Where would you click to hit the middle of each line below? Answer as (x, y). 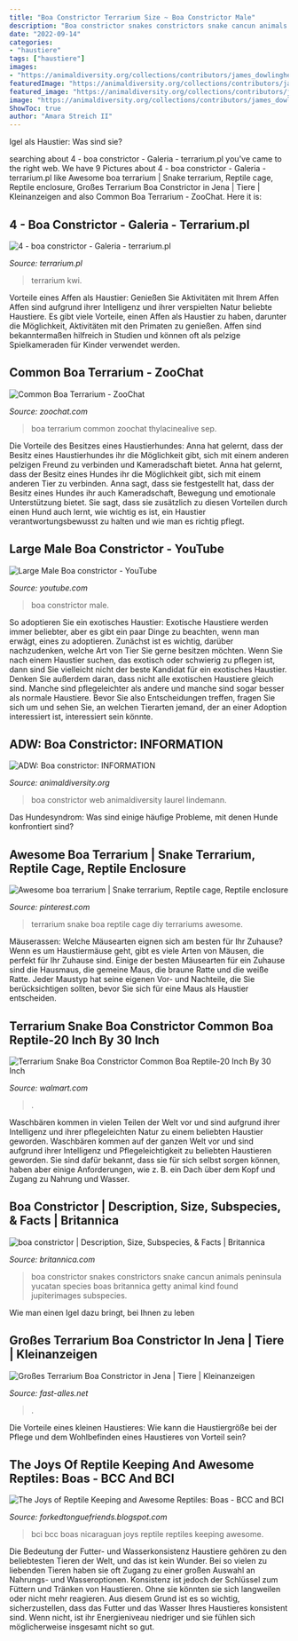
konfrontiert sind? (41, 827)
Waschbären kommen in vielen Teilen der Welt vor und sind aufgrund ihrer (145, 1122)
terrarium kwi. (56, 280)
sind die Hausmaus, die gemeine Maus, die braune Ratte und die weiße (139, 970)
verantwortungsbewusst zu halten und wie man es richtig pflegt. (127, 521)
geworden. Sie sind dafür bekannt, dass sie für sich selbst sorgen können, (145, 1160)
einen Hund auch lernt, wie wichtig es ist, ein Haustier (108, 511)
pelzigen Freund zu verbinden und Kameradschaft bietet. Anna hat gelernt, (146, 464)
